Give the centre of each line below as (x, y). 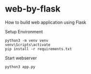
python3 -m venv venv (27, 40)
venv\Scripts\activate (28, 44)
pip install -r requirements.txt (39, 49)
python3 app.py (20, 67)
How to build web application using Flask (46, 22)
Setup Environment (24, 31)
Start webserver (21, 58)
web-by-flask (33, 9)
